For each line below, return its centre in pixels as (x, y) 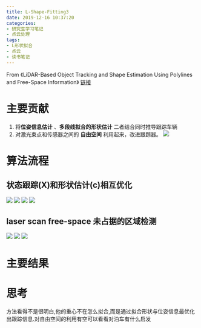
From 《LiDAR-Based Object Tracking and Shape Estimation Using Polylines (99, 74)
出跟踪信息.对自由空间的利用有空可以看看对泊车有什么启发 (79, 319)
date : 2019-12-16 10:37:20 (40, 18)
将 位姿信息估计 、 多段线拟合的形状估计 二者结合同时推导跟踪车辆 (96, 126)
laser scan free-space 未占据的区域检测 (81, 221)
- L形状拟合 (20, 46)
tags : (13, 40)
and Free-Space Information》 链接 (49, 82)
